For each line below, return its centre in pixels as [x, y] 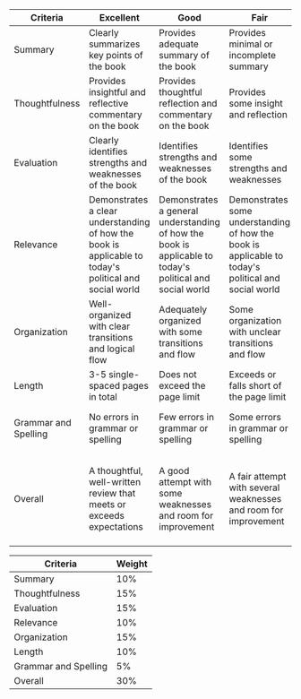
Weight [132, 564]
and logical [112, 349]
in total [103, 397]
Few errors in [187, 417]
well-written [115, 482]
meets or [107, 504]
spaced [104, 386]
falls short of [255, 386]
